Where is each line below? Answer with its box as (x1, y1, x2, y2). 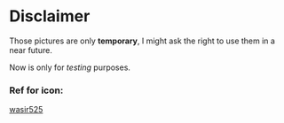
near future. (9, 44, 53, 55)
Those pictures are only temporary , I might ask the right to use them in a (9, 35, 275, 46)
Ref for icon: (9, 84, 64, 96)
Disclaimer (9, 6, 91, 27)
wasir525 (9, 104, 43, 115)
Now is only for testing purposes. (9, 62, 131, 73)
